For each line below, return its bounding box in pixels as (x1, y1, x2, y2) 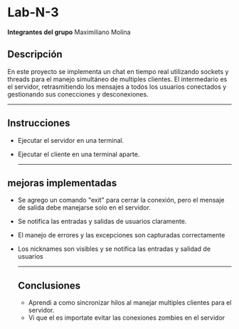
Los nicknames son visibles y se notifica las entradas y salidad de (17, 244, 211, 253)
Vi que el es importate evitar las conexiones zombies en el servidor (28, 313, 225, 322)
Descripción (7, 48, 63, 60)
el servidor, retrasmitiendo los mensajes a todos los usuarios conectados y (7, 82, 227, 91)
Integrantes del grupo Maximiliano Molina (7, 28, 131, 36)
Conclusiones (17, 279, 81, 291)
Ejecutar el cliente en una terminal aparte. (17, 150, 140, 158)
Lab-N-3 (7, 4, 59, 21)
